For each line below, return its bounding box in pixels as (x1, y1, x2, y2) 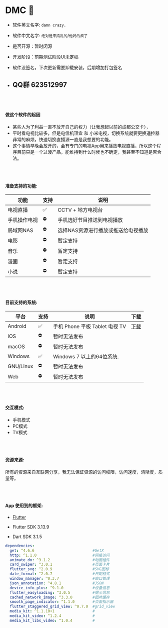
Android (7, 323, 26, 330)
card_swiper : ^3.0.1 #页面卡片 (9, 562, 110, 567)
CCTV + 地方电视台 (57, 206, 103, 214)
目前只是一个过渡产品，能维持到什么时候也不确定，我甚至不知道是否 (16, 149, 157, 155)
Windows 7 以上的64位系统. (53, 353, 119, 360)
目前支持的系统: (5, 299, 37, 305)
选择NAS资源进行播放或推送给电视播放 (57, 227, 148, 234)
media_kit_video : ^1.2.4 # (9, 613, 95, 618)
